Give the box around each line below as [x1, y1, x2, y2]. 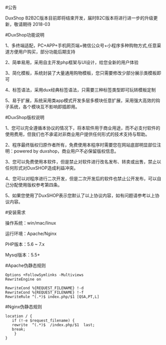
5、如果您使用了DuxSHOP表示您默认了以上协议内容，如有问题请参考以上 [5, 192, 155, 198]
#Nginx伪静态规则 [5, 304, 42, 309]
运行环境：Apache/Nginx [5, 230, 57, 236]
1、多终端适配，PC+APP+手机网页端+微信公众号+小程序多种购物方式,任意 [5, 42, 157, 48]
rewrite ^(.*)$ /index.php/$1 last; [11, 322, 95, 327]
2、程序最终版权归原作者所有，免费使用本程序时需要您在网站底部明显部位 [5, 142, 157, 147]
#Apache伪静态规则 [5, 262, 46, 268]
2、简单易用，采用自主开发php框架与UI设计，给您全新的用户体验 [5, 59, 139, 65]
